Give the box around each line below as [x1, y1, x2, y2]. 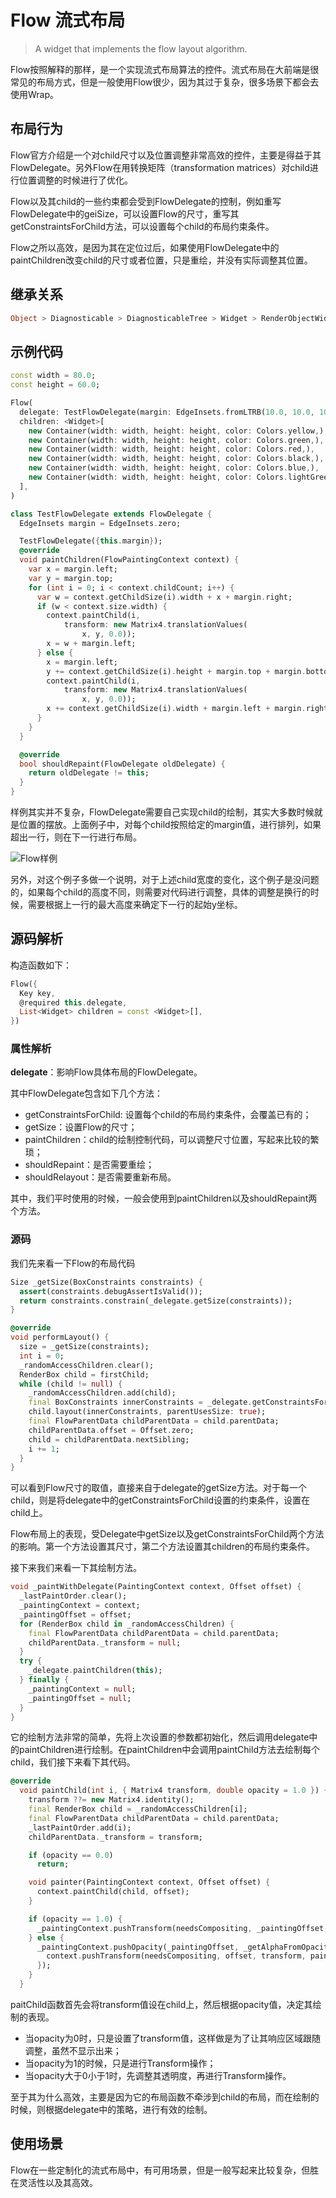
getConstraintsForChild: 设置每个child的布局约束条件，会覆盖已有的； [24, 1109, 312, 1121]
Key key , [19, 988, 56, 998]
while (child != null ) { [19, 1379, 123, 1389]
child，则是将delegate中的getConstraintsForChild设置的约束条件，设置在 [10, 1494, 311, 1506]
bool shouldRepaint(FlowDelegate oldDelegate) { [19, 759, 226, 769]
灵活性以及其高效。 [18, 2176, 98, 2188]
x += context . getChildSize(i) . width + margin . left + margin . [46, 704, 307, 714]
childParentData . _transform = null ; [28, 1637, 182, 1648]
